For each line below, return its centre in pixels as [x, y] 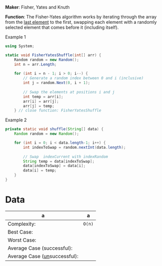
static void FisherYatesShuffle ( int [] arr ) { [53, 55]
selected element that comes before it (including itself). [62, 27]
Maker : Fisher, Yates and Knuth [37, 7]
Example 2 [16, 120]
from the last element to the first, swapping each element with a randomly [81, 22]
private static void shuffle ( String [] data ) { [54, 129]
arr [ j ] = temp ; [39, 106]
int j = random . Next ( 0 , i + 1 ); [57, 83]
